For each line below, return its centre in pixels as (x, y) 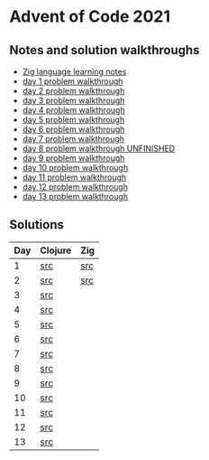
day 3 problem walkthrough (73, 100)
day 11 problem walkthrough (74, 177)
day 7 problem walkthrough (73, 139)
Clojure (56, 250)
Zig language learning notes (74, 71)
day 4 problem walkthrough (73, 110)
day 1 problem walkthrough (73, 81)
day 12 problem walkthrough (75, 187)
